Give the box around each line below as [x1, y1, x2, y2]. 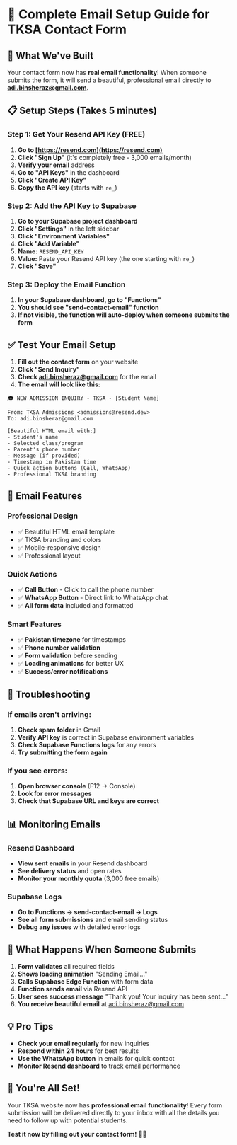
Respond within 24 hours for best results [17, 1047, 139, 1055]
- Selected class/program [7, 440, 83, 447]
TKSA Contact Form [7, 21, 127, 38]
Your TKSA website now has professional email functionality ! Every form [7, 1100, 223, 1110]
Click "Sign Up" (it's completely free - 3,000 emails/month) [17, 153, 192, 161]
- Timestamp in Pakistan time [7, 459, 97, 466]
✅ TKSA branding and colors [17, 535, 102, 543]
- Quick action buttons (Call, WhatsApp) [7, 465, 132, 472]
